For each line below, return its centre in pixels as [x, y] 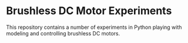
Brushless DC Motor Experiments [89, 11]
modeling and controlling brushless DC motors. [63, 33]
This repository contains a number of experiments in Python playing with [94, 27]
